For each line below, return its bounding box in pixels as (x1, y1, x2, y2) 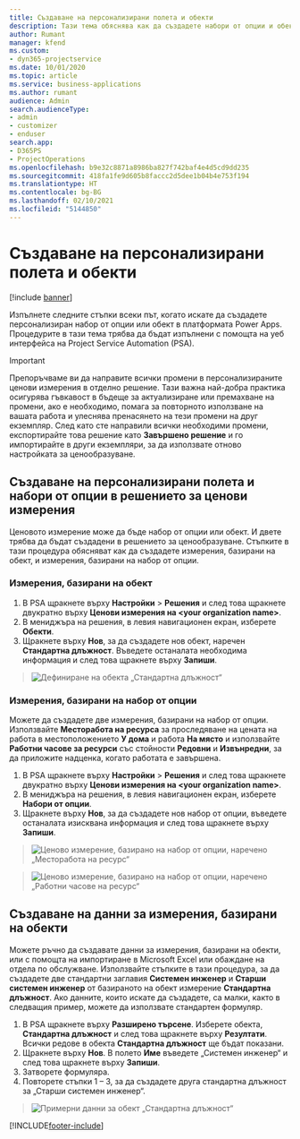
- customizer (9, 122, 58, 131)
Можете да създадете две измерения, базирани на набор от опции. (9, 715, 269, 725)
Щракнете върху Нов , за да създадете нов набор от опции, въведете (21, 808, 287, 819)
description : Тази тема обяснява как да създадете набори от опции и (9, 21, 274, 30)
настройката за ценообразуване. (9, 449, 136, 459)
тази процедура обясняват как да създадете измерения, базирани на (9, 545, 276, 556)
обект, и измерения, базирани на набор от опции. (9, 554, 199, 565)
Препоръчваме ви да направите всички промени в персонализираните (9, 373, 283, 383)
